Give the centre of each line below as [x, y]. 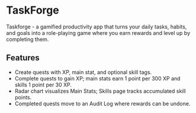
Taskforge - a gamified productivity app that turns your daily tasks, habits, [97, 27]
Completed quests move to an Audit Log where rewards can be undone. [102, 104]
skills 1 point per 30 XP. [43, 85]
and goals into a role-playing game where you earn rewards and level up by [98, 33]
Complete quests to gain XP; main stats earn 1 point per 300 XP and [97, 78]
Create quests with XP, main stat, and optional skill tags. [83, 72]
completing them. [28, 39]
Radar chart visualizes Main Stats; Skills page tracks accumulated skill [100, 91]
